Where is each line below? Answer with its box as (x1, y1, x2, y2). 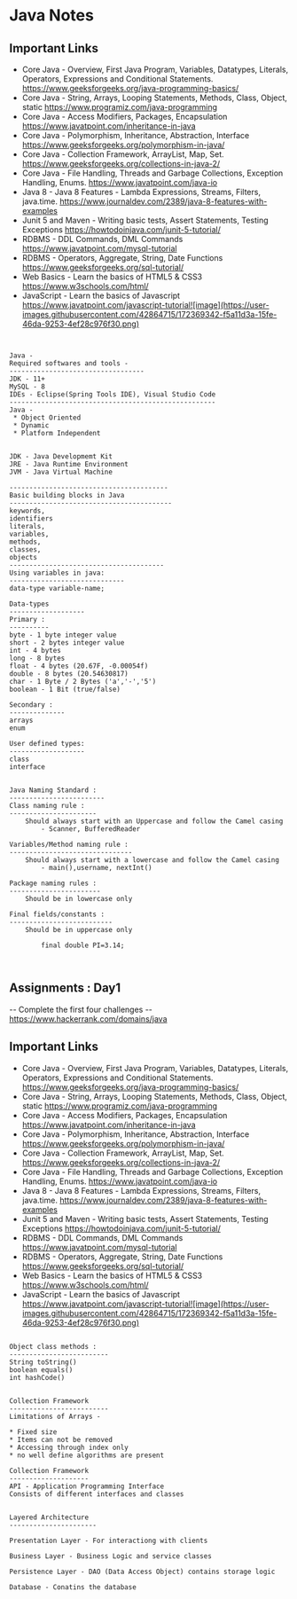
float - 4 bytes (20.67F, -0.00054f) (9, 662, 149, 670)
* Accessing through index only (9, 1443, 129, 1452)
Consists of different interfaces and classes (9, 1489, 184, 1499)
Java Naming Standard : (9, 786, 98, 795)
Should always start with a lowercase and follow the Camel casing (25, 856, 279, 865)
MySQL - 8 (9, 382, 46, 391)
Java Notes (9, 5, 95, 26)
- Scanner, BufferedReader (41, 825, 141, 834)
